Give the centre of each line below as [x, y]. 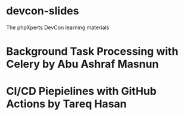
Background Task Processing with [92, 51]
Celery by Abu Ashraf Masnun [82, 64]
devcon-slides [43, 11]
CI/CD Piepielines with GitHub [81, 91]
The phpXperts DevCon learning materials [58, 27]
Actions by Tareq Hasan [66, 104]
